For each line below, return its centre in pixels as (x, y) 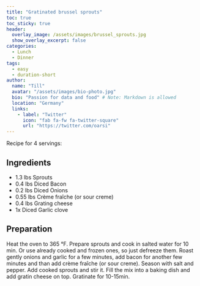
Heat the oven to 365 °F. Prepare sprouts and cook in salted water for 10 (98, 244)
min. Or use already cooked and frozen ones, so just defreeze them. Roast (100, 250)
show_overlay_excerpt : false (49, 40)
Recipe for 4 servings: (34, 143)
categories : (21, 47)
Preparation (29, 229)
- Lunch (22, 52)
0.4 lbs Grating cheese (44, 203)
